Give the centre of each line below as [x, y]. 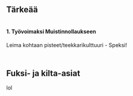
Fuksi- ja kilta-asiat [43, 73]
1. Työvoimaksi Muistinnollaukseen [51, 31]
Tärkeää [22, 10]
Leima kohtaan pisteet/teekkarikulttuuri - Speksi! [67, 45]
